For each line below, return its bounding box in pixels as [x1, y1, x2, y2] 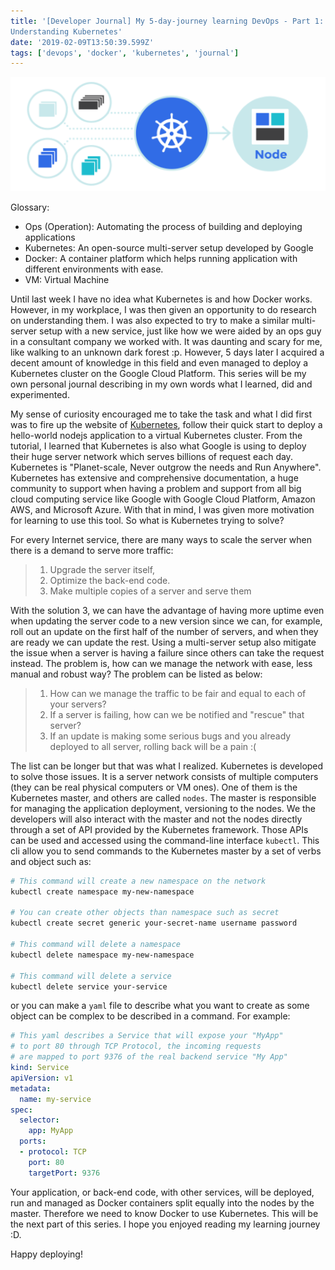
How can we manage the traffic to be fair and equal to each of [49, 687, 307, 699]
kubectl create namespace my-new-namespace [10, 886, 195, 897]
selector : [19, 1115, 60, 1125]
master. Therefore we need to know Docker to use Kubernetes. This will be [10, 1207, 319, 1219]
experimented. [10, 388, 70, 400]
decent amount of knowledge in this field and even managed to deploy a [10, 356, 309, 369]
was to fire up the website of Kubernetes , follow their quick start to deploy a [10, 418, 323, 430]
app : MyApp [28, 1126, 74, 1136]
